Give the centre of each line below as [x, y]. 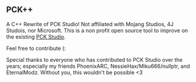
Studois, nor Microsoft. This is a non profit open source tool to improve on [97, 30]
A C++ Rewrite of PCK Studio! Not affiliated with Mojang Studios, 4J [90, 24]
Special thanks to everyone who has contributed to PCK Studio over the [94, 59]
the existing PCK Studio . [36, 37]
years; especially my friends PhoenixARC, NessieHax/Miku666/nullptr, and [98, 66]
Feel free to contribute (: [36, 48]
